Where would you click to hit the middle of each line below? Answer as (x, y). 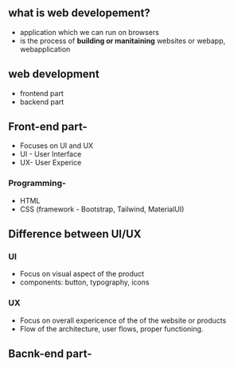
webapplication (45, 49)
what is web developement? (80, 13)
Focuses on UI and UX (57, 145)
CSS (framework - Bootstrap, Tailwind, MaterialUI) (102, 209)
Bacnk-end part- (50, 354)
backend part (42, 102)
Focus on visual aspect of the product (82, 274)
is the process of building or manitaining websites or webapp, (123, 41)
